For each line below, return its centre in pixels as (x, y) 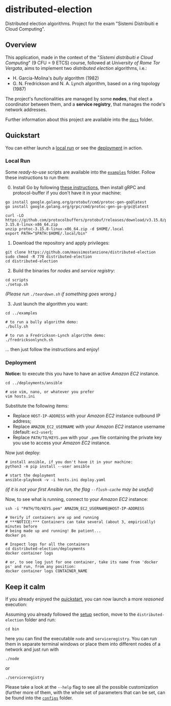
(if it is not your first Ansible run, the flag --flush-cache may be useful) (79, 489)
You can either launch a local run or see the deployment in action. (74, 148)
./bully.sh (17, 326)
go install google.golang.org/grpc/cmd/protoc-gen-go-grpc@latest (77, 207)
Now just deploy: (23, 453)
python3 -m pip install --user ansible (48, 467)
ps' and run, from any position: (41, 567)
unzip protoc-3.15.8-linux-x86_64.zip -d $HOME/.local (65, 229)
